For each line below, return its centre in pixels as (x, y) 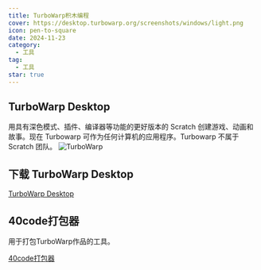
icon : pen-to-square (43, 30)
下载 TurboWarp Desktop (71, 174)
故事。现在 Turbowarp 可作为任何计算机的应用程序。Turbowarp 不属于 (124, 137)
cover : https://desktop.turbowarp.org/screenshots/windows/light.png (126, 23)
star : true (26, 75)
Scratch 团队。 (33, 147)
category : (25, 45)
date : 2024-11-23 (37, 38)
